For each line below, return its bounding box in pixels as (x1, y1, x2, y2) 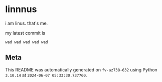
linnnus (5, 4, 37, 15)
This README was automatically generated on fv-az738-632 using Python (5, 66, 157, 72)
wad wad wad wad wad (5, 39, 49, 45)
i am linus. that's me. (5, 20, 48, 26)
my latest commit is (5, 30, 46, 36)
